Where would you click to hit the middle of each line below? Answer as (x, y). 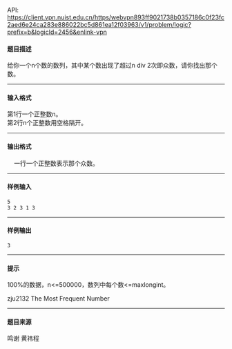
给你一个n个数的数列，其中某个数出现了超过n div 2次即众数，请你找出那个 (112, 66)
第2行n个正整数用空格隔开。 (47, 123)
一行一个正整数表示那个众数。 (56, 163)
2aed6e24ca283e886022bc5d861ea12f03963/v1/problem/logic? (99, 25)
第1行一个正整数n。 (35, 114)
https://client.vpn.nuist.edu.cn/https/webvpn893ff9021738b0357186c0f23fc (116, 17)
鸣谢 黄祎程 (23, 339)
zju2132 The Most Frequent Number (59, 299)
